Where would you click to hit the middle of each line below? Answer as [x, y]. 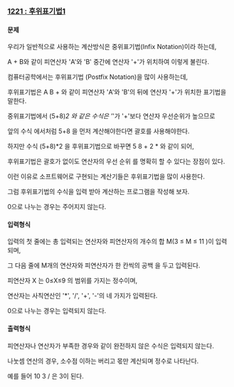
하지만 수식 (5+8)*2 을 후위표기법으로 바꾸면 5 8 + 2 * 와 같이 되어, [101, 147]
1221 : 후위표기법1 [37, 11]
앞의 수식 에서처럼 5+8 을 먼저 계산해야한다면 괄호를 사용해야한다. [99, 131]
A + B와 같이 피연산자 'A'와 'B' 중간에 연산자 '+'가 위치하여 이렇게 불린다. [108, 62]
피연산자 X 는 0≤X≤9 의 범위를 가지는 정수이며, [73, 281]
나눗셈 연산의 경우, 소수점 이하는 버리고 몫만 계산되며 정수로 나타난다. [103, 361]
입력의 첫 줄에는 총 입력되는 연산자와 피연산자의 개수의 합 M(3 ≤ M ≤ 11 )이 [111, 242]
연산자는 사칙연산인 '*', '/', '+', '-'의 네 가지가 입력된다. [83, 296]
